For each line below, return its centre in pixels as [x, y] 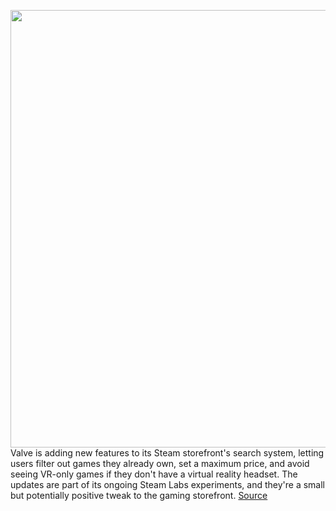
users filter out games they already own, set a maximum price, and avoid [160, 463]
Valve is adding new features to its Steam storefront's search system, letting [167, 453]
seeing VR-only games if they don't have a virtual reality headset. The [154, 474]
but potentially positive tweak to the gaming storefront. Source [139, 495]
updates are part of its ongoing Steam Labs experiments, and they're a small [167, 484]
